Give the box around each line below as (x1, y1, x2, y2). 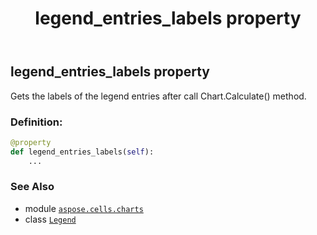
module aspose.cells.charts (24, 202, 144, 214)
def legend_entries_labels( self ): (10, 147, 155, 157)
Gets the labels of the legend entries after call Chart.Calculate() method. (10, 90, 307, 102)
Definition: (10, 115, 63, 129)
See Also (10, 180, 55, 194)
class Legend (24, 213, 77, 225)
